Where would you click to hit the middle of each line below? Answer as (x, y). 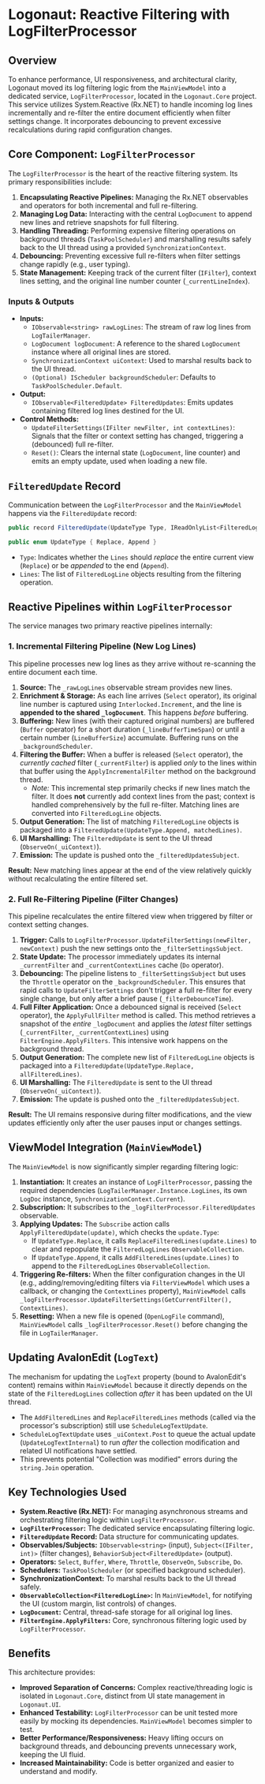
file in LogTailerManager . (59, 1333)
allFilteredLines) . (51, 1074)
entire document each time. (53, 671)
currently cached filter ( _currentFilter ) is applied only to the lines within (138, 762)
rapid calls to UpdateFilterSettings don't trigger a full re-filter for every (136, 990)
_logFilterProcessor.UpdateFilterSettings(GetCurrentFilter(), (126, 1300)
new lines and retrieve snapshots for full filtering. (99, 222)
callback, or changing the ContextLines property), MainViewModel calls (132, 1291)
